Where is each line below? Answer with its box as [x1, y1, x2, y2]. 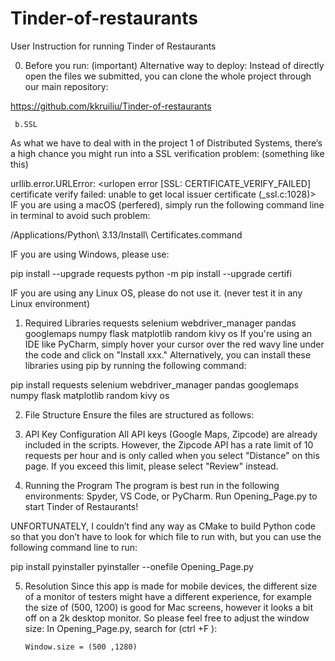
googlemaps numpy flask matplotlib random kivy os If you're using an [24, 327, 313, 339]
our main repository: [24, 80, 109, 92]
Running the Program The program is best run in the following [24, 479, 280, 491]
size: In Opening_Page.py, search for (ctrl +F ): [24, 622, 218, 634]
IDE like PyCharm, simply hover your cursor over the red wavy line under [24, 338, 325, 350]
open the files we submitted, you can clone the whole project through [24, 70, 312, 82]
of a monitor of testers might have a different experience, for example [24, 590, 312, 602]
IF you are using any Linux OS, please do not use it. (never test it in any [10, 287, 303, 299]
